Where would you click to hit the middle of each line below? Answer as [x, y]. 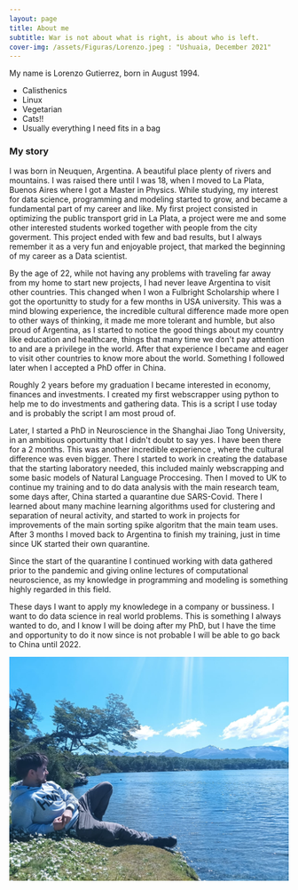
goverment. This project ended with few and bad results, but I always [136, 237]
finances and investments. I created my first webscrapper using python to [144, 394]
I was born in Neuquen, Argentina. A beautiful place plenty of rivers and [141, 171]
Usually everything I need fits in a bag [91, 128]
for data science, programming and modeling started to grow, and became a [149, 199]
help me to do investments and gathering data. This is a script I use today [143, 404]
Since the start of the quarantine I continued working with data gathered [141, 561]
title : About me [39, 28]
